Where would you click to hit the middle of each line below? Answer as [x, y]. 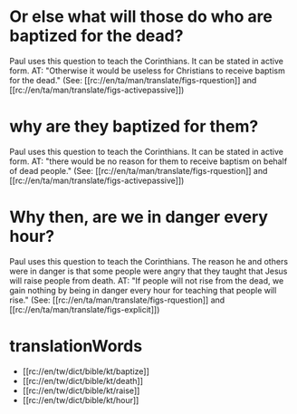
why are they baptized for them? [134, 126]
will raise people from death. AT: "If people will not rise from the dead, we [147, 280]
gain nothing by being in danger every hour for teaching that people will [143, 290]
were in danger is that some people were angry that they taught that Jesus [148, 271]
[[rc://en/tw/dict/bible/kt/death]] [82, 380]
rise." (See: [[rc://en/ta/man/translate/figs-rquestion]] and [117, 300]
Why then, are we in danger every [139, 217]
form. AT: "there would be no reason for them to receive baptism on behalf [148, 161]
